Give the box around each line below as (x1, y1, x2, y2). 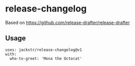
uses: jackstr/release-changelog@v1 (5, 47, 82, 52)
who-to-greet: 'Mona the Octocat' (10, 56, 82, 61)
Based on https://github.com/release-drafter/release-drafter (5, 19, 130, 25)
